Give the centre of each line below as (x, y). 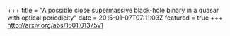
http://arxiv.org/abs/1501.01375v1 (56, 25)
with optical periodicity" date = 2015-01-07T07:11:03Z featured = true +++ (115, 18)
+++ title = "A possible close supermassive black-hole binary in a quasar (113, 10)
